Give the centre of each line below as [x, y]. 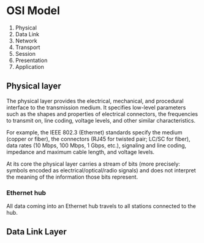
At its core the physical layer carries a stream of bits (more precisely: [93, 164]
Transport [28, 47]
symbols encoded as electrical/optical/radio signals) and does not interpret [101, 170]
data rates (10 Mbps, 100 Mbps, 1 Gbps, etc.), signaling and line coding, [96, 145]
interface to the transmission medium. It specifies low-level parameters [96, 107]
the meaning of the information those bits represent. [72, 177]
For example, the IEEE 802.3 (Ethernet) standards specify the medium [94, 132]
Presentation [31, 60]
